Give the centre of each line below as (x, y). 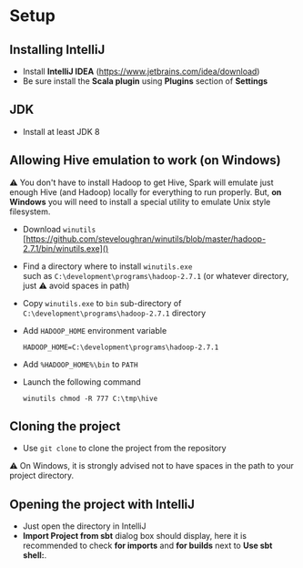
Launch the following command (81, 382)
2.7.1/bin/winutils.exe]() (66, 248)
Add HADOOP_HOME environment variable (95, 330)
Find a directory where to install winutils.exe (107, 266)
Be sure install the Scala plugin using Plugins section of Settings (145, 81)
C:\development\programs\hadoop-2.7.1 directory (114, 313)
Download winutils (59, 229)
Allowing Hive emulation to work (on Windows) (145, 160)
